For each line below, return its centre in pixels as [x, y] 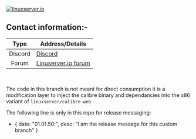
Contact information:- [47, 27]
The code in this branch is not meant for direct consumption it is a [86, 89]
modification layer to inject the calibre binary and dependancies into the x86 [98, 95]
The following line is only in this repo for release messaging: [79, 112]
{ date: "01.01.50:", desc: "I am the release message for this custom [96, 124]
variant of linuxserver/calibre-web [49, 101]
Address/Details [63, 44]
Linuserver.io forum [63, 63]
